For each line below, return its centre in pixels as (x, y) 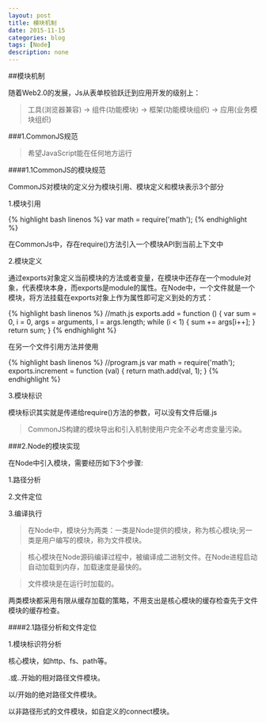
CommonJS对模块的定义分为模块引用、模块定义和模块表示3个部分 (116, 186)
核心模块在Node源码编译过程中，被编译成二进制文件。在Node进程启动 (142, 557)
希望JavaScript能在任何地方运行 (80, 153)
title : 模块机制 (32, 23)
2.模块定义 (25, 261)
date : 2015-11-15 (37, 30)
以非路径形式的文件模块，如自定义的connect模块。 (91, 711)
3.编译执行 (25, 513)
